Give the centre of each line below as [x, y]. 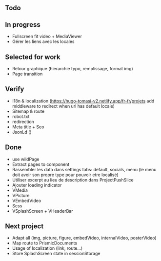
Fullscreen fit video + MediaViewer [47, 37]
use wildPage [26, 159]
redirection [23, 121]
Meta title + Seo [28, 127]
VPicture [21, 195]
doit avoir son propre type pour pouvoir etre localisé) [65, 175]
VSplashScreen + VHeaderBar [42, 211]
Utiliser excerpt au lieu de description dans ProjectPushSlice [73, 180]
